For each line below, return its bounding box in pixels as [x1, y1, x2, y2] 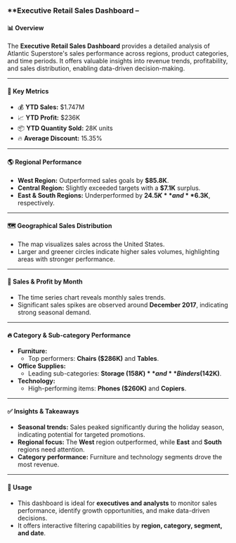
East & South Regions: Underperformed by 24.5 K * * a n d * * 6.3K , [17, 191, 211, 199]
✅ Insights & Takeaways [7, 407, 79, 415]
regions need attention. [17, 445, 86, 454]
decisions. [17, 513, 48, 522]
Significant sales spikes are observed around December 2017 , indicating [17, 300, 228, 309]
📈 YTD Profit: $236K [17, 113, 81, 122]
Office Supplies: [17, 362, 66, 371]
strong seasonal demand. [17, 308, 91, 317]
